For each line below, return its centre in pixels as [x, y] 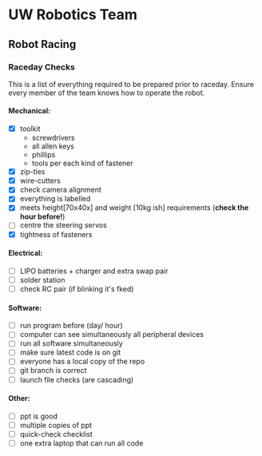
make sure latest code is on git [70, 352]
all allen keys [53, 146]
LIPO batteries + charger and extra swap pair [94, 271]
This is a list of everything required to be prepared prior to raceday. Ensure [131, 84]
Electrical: [26, 253]
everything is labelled [55, 199]
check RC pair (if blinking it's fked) [77, 288]
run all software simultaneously [71, 343]
